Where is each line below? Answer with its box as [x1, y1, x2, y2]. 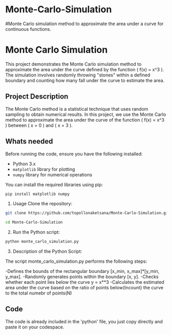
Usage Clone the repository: [12, 201, 73, 207]
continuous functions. [5, 26, 51, 32]
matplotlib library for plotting [12, 166, 75, 172]
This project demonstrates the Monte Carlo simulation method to [5, 61, 142, 67]
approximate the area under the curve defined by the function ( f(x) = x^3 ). [5, 66, 164, 72]
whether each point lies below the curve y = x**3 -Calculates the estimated [5, 279, 165, 285]
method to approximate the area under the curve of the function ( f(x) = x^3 [5, 116, 165, 123]
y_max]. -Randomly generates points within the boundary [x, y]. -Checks [5, 273, 159, 280]
